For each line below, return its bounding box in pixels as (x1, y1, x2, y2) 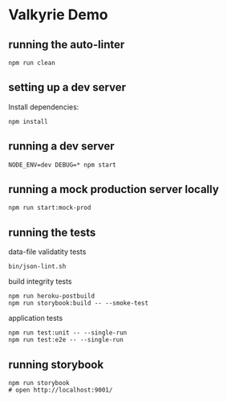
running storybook (8, 358, 104, 371)
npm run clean (8, 59, 56, 67)
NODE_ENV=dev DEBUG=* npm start (8, 161, 116, 169)
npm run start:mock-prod (8, 203, 91, 212)
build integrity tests (8, 277, 72, 286)
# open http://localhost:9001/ (8, 386, 113, 395)
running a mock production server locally (8, 183, 219, 196)
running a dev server (8, 139, 115, 154)
